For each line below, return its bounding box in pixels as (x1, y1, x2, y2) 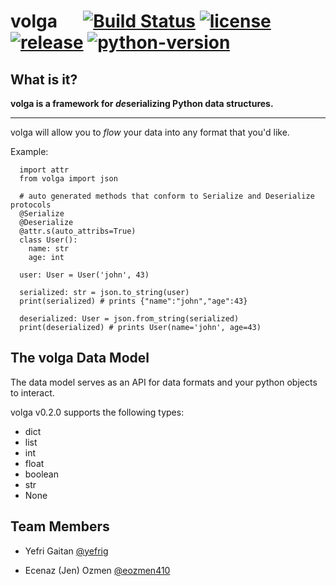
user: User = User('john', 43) (19, 270, 150, 280)
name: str (28, 244, 70, 254)
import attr (19, 165, 70, 175)
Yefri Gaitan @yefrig (24, 545, 109, 557)
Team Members (10, 518, 110, 535)
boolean (24, 468, 59, 480)
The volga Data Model (10, 350, 150, 367)
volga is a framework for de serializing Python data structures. (10, 98, 274, 109)
